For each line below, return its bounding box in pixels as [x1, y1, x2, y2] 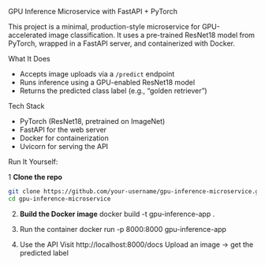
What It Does [8, 54, 50, 63]
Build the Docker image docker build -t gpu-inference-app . [19, 209, 215, 218]
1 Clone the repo [8, 173, 63, 181]
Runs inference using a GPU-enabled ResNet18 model [19, 78, 196, 87]
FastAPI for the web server [19, 125, 107, 134]
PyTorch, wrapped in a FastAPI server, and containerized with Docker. [8, 39, 235, 48]
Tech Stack [8, 102, 45, 110]
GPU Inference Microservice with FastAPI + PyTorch [8, 7, 178, 16]
